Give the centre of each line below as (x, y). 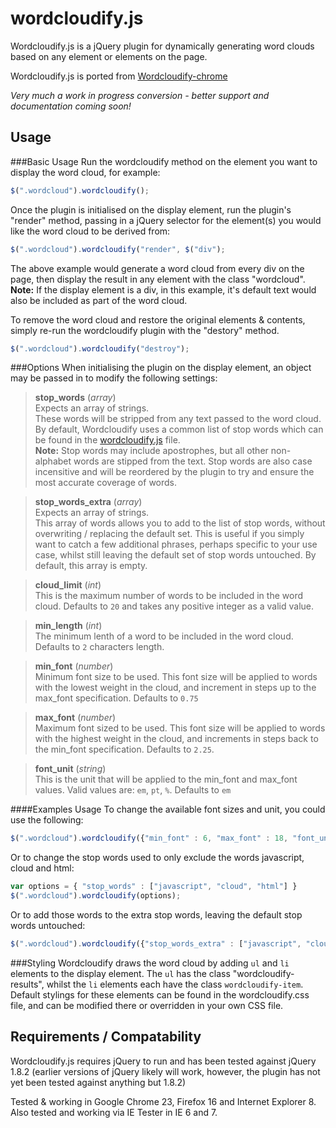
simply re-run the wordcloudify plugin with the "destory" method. (145, 330)
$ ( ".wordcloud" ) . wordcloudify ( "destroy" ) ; (100, 348)
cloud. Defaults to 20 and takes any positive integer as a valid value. (174, 606)
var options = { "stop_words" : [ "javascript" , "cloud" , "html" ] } (154, 887)
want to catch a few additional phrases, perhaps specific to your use (176, 544)
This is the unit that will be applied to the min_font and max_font (166, 779)
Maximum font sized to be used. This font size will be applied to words (180, 728)
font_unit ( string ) (70, 769)
